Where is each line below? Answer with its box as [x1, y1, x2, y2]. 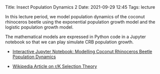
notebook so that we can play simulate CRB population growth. [5, 39, 134, 45]
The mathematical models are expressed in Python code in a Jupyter [5, 34, 146, 39]
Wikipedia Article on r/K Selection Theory [12, 64, 97, 69]
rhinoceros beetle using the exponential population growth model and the [5, 19, 156, 25]
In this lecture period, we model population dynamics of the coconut [5, 14, 145, 19]
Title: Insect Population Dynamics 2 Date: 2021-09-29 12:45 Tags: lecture [5, 4, 156, 10]
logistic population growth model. [5, 24, 74, 30]
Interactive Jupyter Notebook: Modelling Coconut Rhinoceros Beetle [12, 49, 153, 54]
